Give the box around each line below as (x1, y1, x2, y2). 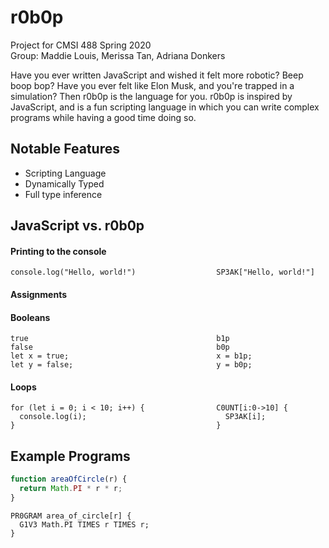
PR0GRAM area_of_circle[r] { (10, 511, 132, 521)
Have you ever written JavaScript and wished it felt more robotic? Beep (10, 69, 304, 81)
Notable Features (10, 141, 120, 158)
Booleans (10, 311, 51, 323)
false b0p (10, 342, 230, 353)
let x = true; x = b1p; (10, 351, 253, 361)
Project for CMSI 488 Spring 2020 (10, 39, 152, 51)
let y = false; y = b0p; (10, 360, 253, 370)
